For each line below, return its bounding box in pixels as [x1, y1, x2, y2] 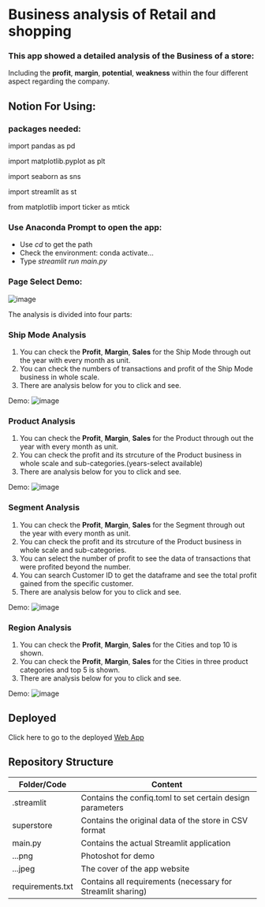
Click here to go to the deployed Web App [8, 732, 144, 742]
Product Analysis [8, 416, 76, 427]
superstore [12, 819, 53, 830]
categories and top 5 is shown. [19, 665, 121, 674]
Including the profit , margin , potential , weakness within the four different [8, 69, 248, 78]
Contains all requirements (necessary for [80, 875, 233, 886]
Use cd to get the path [19, 240, 93, 249]
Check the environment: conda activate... [19, 248, 154, 258]
